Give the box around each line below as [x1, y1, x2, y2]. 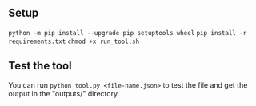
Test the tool [8, 59, 72, 73]
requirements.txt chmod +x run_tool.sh [8, 37, 140, 45]
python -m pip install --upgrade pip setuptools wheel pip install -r [8, 29, 247, 37]
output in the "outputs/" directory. [8, 88, 120, 98]
